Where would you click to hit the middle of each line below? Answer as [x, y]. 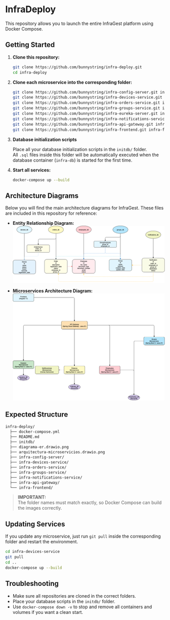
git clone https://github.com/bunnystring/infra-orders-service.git [86, 103]
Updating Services [35, 524]
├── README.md [25, 437]
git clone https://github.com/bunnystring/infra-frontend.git [79, 130]
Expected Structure [37, 415]
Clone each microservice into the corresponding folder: [72, 82]
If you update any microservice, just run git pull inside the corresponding [83, 536]
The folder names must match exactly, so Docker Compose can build [90, 503]
